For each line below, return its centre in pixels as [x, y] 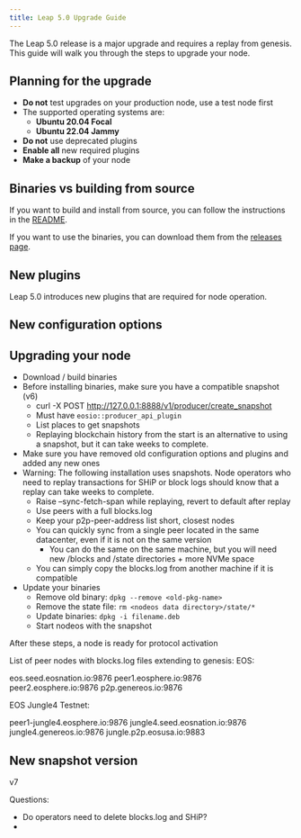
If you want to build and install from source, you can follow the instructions [147, 210]
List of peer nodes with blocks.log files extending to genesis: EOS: [132, 661]
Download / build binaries [70, 377]
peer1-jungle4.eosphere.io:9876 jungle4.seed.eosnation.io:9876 [128, 723]
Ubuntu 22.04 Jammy [77, 131]
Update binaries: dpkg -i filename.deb [108, 617]
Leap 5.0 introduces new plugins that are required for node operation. [138, 297]
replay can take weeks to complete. [88, 492]
